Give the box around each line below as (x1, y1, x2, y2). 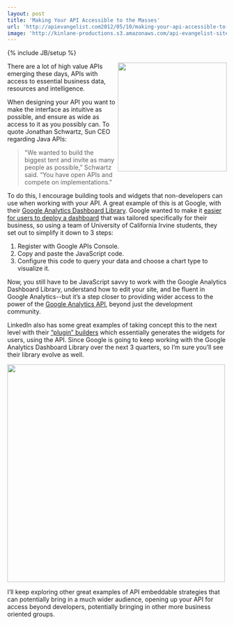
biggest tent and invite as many (24, 156, 115, 164)
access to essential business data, (7, 77, 106, 86)
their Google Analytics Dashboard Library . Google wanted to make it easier (7, 206, 222, 215)
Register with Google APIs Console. (17, 242, 120, 251)
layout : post (7, 10, 45, 17)
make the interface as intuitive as (7, 105, 102, 114)
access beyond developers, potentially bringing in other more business (7, 603, 211, 611)
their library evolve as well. (7, 350, 84, 359)
